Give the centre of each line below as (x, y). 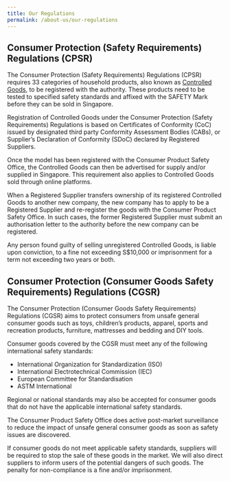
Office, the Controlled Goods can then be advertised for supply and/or (106, 167)
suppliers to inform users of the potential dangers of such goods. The (105, 463)
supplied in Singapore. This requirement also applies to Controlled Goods (111, 175)
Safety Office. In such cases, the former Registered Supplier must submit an (115, 217)
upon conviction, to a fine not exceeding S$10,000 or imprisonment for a (110, 252)
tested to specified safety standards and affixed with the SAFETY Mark (107, 97)
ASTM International (44, 386)
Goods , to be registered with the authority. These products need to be (106, 89)
